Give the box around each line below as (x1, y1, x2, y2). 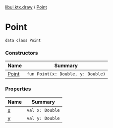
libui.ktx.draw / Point (5, 4, 47, 10)
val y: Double (26, 115, 60, 121)
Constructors (5, 49, 38, 56)
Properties (5, 85, 31, 92)
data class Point (5, 38, 41, 43)
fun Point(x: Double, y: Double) (26, 71, 106, 77)
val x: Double (26, 107, 60, 113)
